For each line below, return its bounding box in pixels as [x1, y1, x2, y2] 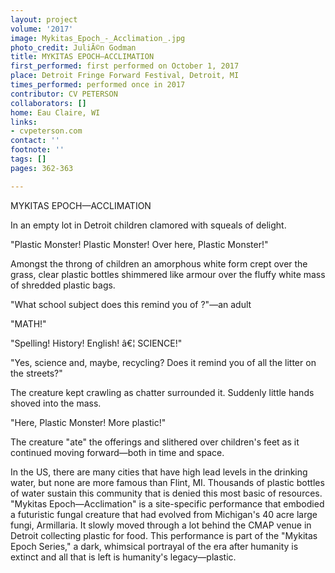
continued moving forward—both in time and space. [10, 446, 225, 458]
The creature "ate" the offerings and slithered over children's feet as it [10, 436, 300, 448]
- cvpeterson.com [10, 126, 83, 136]
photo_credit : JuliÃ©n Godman [10, 42, 137, 53]
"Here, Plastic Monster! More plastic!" [10, 416, 167, 428]
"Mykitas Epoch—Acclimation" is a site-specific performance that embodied [10, 497, 325, 510]
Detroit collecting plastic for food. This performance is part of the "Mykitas [10, 529, 318, 541]
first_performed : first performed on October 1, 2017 [10, 61, 240, 71]
